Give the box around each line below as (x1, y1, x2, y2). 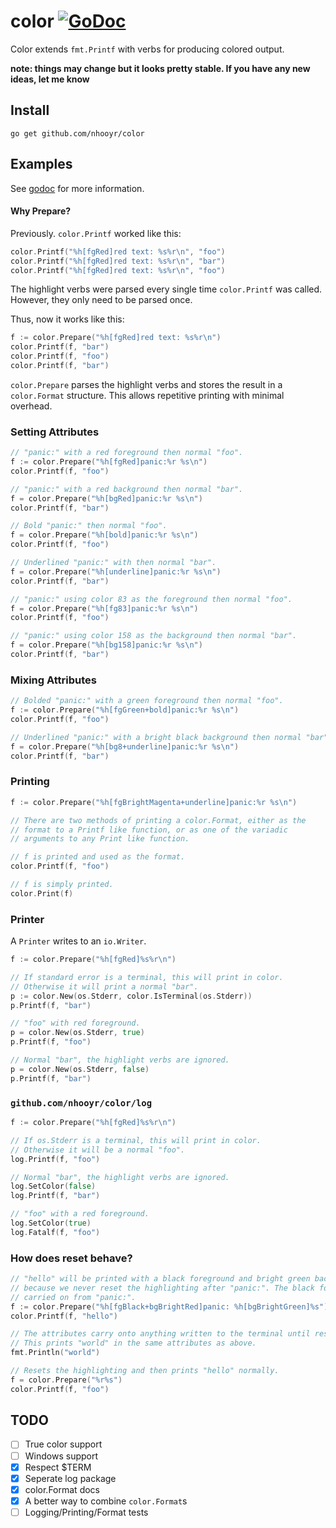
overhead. (10, 400, 53, 412)
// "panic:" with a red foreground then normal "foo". (10, 448, 244, 458)
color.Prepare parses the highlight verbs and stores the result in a (10, 378, 283, 390)
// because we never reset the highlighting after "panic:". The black (10, 1283, 315, 1293)
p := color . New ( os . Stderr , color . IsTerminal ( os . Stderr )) (10, 991, 253, 1001)
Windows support (24, 1450, 99, 1462)
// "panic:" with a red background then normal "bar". (10, 484, 244, 494)
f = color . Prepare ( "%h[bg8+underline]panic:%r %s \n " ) (10, 741, 240, 752)
